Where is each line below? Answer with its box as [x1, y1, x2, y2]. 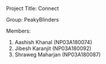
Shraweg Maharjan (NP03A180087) [14, 51, 101, 58]
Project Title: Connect [6, 5, 59, 12]
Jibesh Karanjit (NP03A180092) [14, 45, 92, 52]
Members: [6, 27, 31, 34]
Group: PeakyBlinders [6, 16, 59, 23]
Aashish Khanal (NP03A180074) [14, 39, 92, 45]
